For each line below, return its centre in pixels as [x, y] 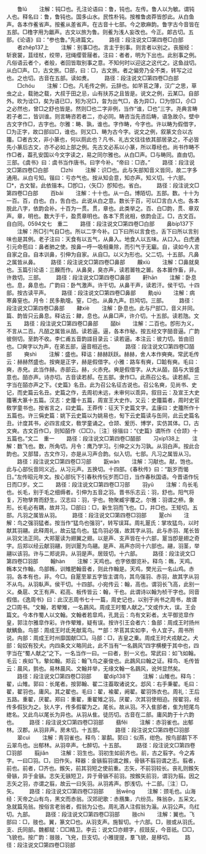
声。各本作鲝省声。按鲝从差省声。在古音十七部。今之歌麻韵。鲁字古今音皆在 [103, 24]
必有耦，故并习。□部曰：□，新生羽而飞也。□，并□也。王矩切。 [110, 507]
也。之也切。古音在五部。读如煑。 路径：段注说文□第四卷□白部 [93, 78]
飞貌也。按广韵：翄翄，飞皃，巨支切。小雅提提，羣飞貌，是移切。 [90, 837]
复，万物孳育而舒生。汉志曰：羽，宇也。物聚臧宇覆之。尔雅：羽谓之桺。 [97, 500]
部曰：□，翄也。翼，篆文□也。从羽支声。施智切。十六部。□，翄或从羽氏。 [102, 822]
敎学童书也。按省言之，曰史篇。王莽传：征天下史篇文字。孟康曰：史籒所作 [100, 408]
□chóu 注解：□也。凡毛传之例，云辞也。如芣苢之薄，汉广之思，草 [107, 86]
